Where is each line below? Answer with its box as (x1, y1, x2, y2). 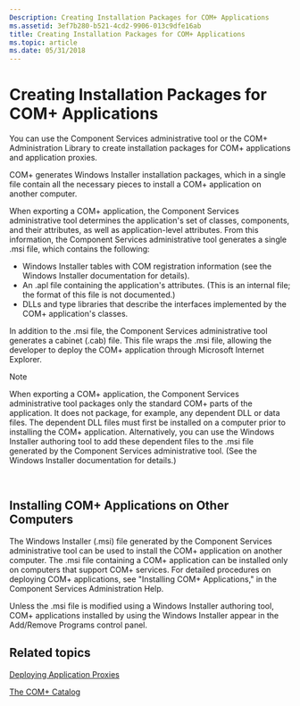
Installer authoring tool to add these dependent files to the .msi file (9, 436, 254, 447)
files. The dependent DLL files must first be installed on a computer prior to (9, 417, 286, 428)
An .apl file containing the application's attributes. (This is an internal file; (21, 280, 291, 291)
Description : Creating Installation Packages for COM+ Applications (9, 12, 270, 22)
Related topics (9, 645, 91, 660)
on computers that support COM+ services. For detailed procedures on (9, 564, 271, 575)
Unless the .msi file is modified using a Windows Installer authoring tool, (9, 600, 274, 611)
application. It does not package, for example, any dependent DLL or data (9, 408, 280, 419)
